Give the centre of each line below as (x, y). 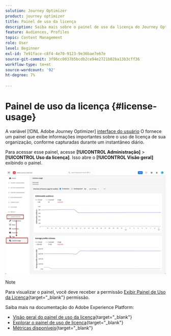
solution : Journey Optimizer (36, 11)
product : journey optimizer (35, 16)
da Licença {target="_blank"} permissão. (48, 297)
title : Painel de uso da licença (41, 21)
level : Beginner (22, 48)
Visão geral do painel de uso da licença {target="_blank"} (72, 317)
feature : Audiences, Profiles (37, 32)
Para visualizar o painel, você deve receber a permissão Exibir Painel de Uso (85, 292)
